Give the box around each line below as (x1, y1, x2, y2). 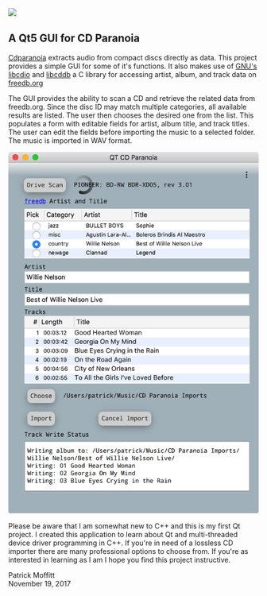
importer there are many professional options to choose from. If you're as (8, 546, 249, 555)
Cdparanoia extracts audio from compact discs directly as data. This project (8, 52, 257, 62)
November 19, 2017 (8, 579, 72, 588)
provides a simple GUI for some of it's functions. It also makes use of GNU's (8, 61, 257, 71)
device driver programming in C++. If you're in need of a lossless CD (8, 538, 234, 548)
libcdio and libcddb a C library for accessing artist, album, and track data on (8, 69, 257, 79)
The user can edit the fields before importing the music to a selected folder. (8, 127, 256, 137)
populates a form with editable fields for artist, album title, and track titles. (8, 118, 250, 128)
